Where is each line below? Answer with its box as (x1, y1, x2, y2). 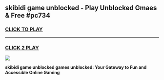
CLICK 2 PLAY (5, 44, 39, 51)
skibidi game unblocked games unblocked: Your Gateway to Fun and (5, 64, 147, 70)
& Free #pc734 (5, 12, 50, 20)
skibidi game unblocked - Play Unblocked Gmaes (5, 4, 157, 12)
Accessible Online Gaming (5, 69, 60, 75)
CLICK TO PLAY (5, 26, 43, 33)
